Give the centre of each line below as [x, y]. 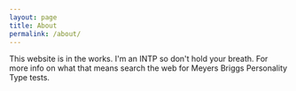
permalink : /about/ [45, 34]
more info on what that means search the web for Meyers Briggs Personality [148, 68]
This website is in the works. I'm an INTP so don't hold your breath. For [139, 59]
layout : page [33, 17]
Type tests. [30, 78]
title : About [33, 26]
